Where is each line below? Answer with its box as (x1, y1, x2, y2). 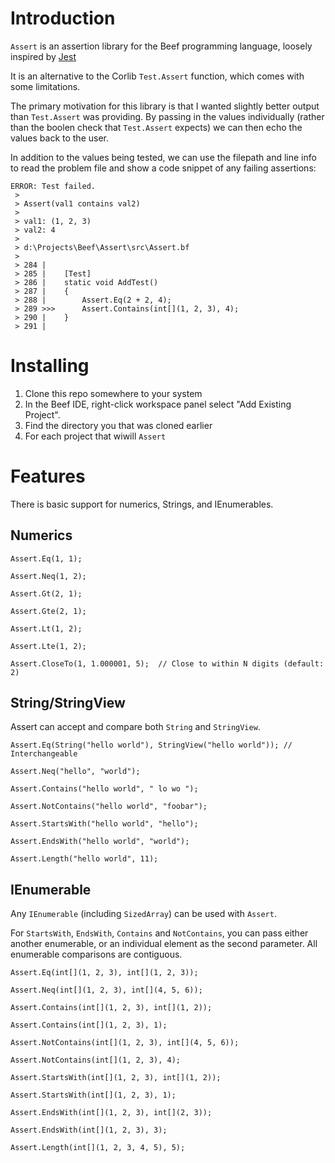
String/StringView (10, 695, 126, 712)
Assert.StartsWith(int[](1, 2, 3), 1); (10, 1090, 177, 1101)
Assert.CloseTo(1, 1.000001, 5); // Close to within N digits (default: (10, 658, 325, 669)
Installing (10, 355, 90, 377)
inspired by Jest (10, 50, 77, 62)
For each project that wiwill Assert (24, 430, 167, 442)
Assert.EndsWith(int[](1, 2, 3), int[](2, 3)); (10, 1108, 213, 1118)
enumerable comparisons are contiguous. (10, 948, 183, 961)
